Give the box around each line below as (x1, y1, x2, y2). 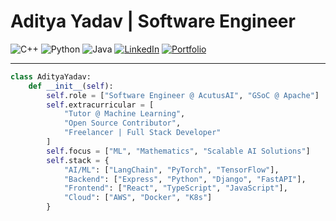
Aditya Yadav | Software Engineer (10, 10, 296, 33)
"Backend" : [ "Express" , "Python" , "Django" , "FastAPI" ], (63, 174, 307, 184)
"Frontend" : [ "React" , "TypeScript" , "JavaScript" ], (63, 183, 288, 194)
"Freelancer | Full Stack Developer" (63, 128, 222, 138)
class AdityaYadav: (10, 71, 92, 82)
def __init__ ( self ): (28, 81, 114, 91)
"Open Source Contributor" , (63, 118, 182, 129)
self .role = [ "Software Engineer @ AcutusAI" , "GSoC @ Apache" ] (46, 90, 320, 100)
